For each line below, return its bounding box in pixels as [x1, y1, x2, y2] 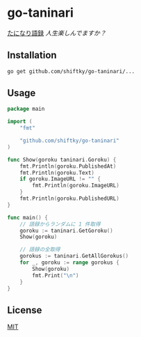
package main [7, 106, 45, 113]
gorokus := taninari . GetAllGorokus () [19, 253, 129, 260]
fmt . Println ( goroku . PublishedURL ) [19, 195, 119, 203]
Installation [7, 49, 57, 61]
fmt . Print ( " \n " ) [32, 272, 79, 279]
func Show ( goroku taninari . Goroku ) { [7, 156, 117, 163]
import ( [7, 118, 33, 125]
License [7, 304, 42, 316]
